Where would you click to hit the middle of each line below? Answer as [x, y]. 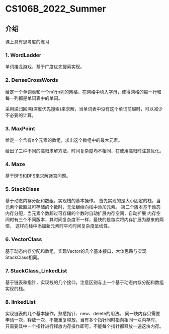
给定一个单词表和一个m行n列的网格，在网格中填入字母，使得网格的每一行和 [83, 92]
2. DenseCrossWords [32, 80]
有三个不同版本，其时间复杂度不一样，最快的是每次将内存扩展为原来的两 [89, 219]
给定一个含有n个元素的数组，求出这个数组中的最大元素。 [64, 140]
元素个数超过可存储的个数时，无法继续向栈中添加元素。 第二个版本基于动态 [83, 207]
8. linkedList [21, 302]
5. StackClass [22, 189]
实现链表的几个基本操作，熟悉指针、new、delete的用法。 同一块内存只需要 [83, 314]
